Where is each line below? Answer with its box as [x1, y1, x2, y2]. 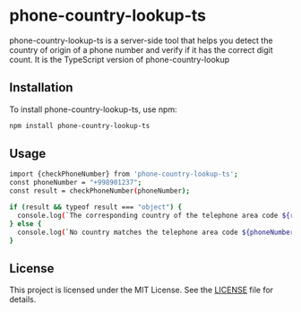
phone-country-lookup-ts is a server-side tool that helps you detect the [9, 35, 273, 46]
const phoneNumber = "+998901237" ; [9, 178, 142, 187]
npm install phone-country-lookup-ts [9, 121, 150, 130]
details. [9, 294, 37, 305]
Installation [9, 80, 73, 95]
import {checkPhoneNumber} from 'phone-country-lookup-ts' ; [9, 169, 239, 179]
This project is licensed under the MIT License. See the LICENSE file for [9, 284, 274, 296]
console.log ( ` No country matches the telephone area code [17, 228, 239, 237]
